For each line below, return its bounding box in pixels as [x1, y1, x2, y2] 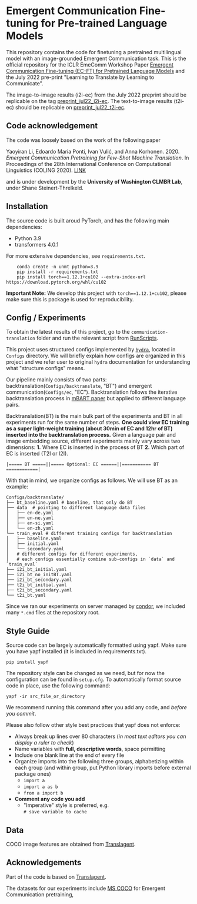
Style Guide [6, 626, 50, 636]
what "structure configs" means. [6, 365, 85, 372]
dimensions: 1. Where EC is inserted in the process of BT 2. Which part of [6, 444, 185, 451]
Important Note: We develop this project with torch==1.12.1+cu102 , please [6, 290, 187, 297]
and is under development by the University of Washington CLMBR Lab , [6, 178, 183, 185]
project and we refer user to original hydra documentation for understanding [6, 358, 191, 365]
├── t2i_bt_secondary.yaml [6, 587, 72, 593]
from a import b [23, 790, 64, 796]
